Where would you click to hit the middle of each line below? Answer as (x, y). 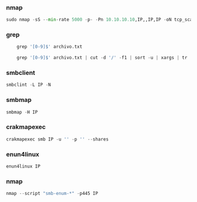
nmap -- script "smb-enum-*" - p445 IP (52, 194)
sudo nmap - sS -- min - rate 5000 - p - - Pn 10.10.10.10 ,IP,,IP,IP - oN (89, 20)
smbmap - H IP (22, 112)
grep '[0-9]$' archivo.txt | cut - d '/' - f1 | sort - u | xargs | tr (102, 58)
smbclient (21, 73)
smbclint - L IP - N (28, 85)
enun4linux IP (23, 166)
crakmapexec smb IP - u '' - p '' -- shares (57, 139)
